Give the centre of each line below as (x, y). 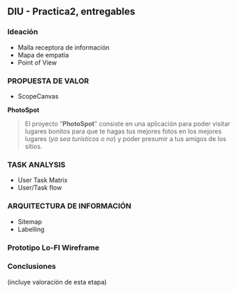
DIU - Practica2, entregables (71, 12)
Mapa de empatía (43, 55)
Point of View (37, 62)
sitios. (33, 146)
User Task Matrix (43, 180)
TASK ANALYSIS (37, 165)
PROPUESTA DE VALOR (48, 81)
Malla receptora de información (64, 47)
